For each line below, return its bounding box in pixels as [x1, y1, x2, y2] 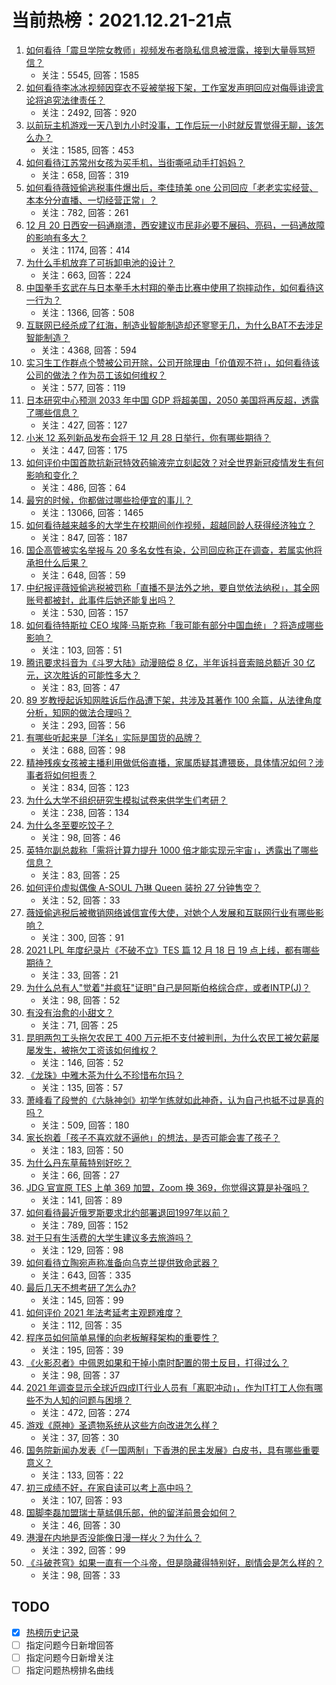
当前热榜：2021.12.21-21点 [11, 9, 233, 32]
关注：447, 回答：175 [40, 444, 128, 456]
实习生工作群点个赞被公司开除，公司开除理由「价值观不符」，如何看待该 [25, 356, 320, 368]
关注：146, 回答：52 [40, 1056, 124, 1068]
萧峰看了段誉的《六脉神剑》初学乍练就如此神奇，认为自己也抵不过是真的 [25, 1094, 324, 1106]
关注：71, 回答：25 [40, 1019, 119, 1031]
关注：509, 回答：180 [40, 1119, 130, 1131]
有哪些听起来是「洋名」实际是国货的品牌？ [25, 731, 202, 743]
